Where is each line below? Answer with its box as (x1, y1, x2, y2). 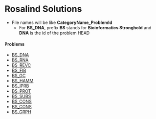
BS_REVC (11, 62, 31, 68)
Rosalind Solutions (4, 3, 82, 15)
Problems (4, 41, 25, 47)
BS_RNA (11, 57, 29, 63)
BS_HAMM (11, 78, 34, 84)
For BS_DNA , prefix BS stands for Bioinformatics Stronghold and (19, 24, 152, 30)
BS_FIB (11, 67, 26, 74)
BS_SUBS (11, 94, 31, 99)
